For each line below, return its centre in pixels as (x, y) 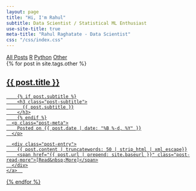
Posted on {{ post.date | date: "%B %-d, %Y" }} (79, 128)
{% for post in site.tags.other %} (46, 63)
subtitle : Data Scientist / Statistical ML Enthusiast (77, 23)
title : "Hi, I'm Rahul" (36, 18)
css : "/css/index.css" (35, 40)
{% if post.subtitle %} (47, 96)
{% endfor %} (24, 181)
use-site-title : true (33, 29)
